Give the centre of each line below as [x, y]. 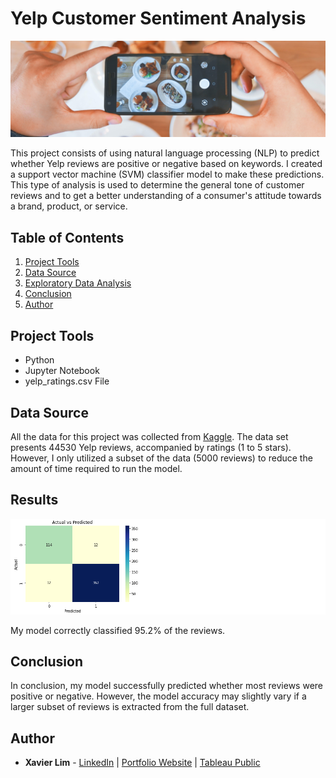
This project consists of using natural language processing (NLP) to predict [165, 153]
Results [34, 500]
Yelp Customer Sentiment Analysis [158, 18]
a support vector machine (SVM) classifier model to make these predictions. [167, 174]
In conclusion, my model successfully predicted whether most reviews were [167, 686]
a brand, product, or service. [69, 206]
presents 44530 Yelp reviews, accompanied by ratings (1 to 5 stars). [151, 447]
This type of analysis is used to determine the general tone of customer [157, 185]
